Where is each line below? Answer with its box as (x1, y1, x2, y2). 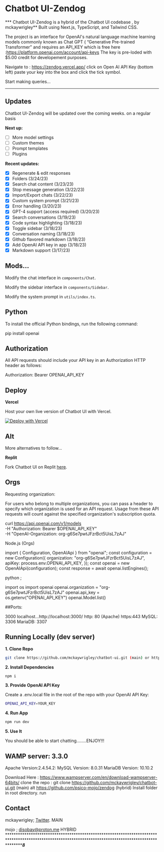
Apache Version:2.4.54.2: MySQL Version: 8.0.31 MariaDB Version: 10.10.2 (5, 765, 154, 770)
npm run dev (5, 720, 29, 725)
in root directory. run (5, 790, 46, 796)
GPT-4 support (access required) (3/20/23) (12, 208, 100, 215)
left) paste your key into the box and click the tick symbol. (5, 69, 122, 75)
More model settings (12, 134, 54, 140)
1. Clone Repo (5, 645, 33, 652)
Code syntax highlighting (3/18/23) (12, 220, 82, 226)
